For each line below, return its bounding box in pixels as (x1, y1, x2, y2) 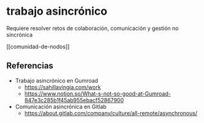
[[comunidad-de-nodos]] (6, 43, 70, 50)
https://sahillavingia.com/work (24, 83, 101, 91)
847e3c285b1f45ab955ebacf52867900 (24, 96, 124, 103)
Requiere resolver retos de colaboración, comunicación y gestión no (6, 24, 179, 32)
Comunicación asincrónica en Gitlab (15, 103, 107, 110)
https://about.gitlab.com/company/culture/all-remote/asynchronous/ (24, 109, 198, 117)
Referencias (6, 61, 54, 71)
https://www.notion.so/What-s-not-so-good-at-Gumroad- (24, 90, 172, 97)
